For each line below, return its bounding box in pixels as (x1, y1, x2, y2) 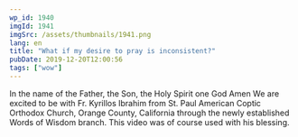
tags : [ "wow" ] (9, 64, 63, 73)
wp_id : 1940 (9, 13, 54, 23)
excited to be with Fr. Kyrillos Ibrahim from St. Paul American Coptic (9, 97, 262, 108)
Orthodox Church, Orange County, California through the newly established (9, 107, 290, 118)
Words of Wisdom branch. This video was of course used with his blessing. (9, 116, 291, 127)
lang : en (9, 38, 42, 48)
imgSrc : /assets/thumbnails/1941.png (9, 30, 152, 39)
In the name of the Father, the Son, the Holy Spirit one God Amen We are (9, 87, 280, 99)
